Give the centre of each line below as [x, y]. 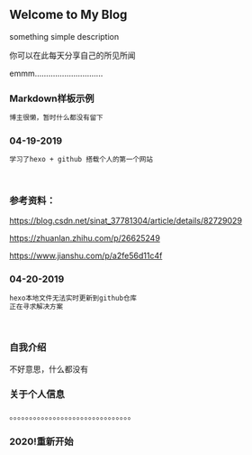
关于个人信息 [37, 395]
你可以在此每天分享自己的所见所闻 [72, 55]
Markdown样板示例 [52, 98]
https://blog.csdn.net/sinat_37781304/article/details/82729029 [126, 221]
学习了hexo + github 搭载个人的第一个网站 [81, 160]
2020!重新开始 [41, 441]
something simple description [64, 36]
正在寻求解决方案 [36, 306]
